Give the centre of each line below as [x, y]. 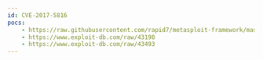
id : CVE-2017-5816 [37, 15]
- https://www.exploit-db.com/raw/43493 [88, 44]
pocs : [16, 23]
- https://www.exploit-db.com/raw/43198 [88, 37]
